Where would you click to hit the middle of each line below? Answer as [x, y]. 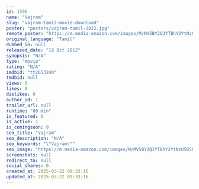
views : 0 [17, 84]
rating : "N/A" [24, 67]
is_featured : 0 [25, 116]
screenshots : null [29, 155]
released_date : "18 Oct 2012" [44, 50]
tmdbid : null [22, 78]
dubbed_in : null [26, 45]
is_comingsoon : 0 [28, 127]
